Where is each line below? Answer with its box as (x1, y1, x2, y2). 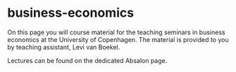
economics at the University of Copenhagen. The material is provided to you (7, 35, 229, 43)
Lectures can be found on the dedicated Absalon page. (7, 56, 168, 64)
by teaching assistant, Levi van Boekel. (7, 43, 120, 51)
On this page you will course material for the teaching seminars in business (7, 28, 225, 36)
